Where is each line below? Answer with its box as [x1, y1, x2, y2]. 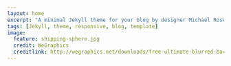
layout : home [7, 10, 45, 17]
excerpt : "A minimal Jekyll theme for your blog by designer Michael [7, 16, 211, 23]
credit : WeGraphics [13, 42, 69, 49]
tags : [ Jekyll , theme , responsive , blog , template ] [7, 23, 158, 30]
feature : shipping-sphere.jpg [13, 36, 100, 43]
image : [7, 29, 26, 36]
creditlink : [13, 49, 48, 56]
